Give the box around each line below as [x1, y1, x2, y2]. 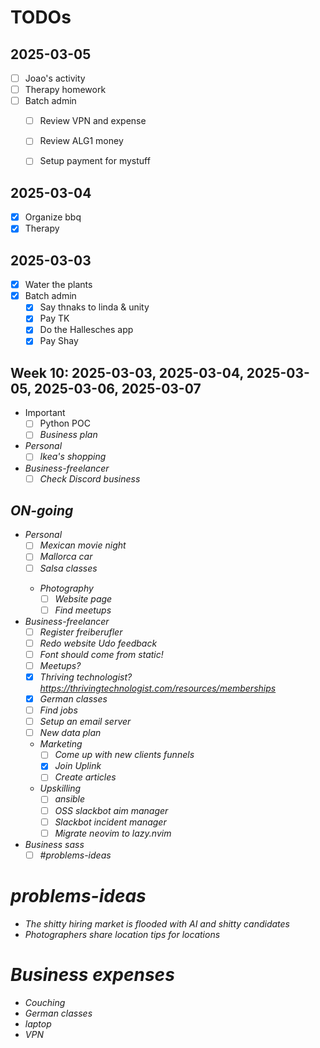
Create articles [54, 771, 117, 783]
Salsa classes [39, 562, 98, 574]
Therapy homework [24, 84, 107, 96]
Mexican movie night [39, 539, 127, 551]
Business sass [24, 838, 85, 850]
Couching [24, 996, 66, 1008]
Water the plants [24, 279, 93, 291]
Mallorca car [39, 551, 93, 563]
